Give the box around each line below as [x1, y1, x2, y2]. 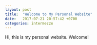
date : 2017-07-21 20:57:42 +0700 [5, 16, 78, 21]
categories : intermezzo [5, 21, 54, 26]
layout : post [5, 7, 32, 12]
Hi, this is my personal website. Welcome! [5, 34, 89, 40]
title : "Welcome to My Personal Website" [5, 12, 93, 17]
